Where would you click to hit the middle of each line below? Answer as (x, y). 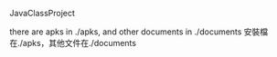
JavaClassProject (43, 13)
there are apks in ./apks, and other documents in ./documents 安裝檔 (139, 32)
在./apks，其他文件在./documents (73, 43)
